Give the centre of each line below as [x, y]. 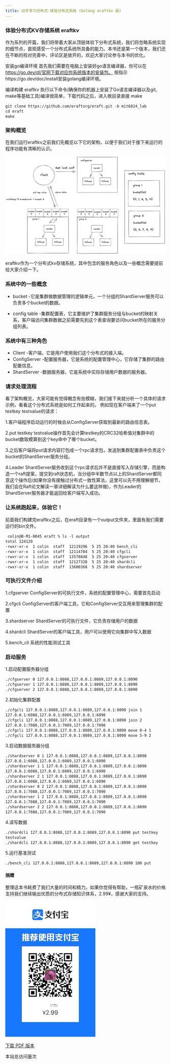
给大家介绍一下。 [23, 270]
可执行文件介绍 [24, 581]
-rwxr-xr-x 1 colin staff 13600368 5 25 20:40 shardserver [74, 567]
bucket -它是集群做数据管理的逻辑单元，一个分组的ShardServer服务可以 [88, 296]
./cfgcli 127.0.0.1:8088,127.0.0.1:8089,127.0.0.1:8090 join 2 [74, 720]
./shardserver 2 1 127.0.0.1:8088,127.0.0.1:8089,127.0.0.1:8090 [76, 777]
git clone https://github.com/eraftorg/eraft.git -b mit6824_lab [76, 106]
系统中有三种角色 [26, 341]
